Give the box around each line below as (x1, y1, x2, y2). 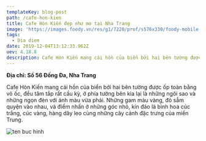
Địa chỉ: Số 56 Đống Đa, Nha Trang (6, 71, 96, 78)
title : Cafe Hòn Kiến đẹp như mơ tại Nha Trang (6, 20, 131, 26)
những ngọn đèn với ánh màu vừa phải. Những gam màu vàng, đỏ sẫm (6, 96, 184, 104)
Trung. (6, 116, 23, 123)
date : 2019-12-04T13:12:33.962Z (6, 44, 89, 50)
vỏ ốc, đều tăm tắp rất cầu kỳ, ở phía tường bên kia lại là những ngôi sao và (6, 90, 196, 97)
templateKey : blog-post (6, 9, 67, 15)
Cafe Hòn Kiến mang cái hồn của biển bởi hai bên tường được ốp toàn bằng (6, 83, 197, 91)
